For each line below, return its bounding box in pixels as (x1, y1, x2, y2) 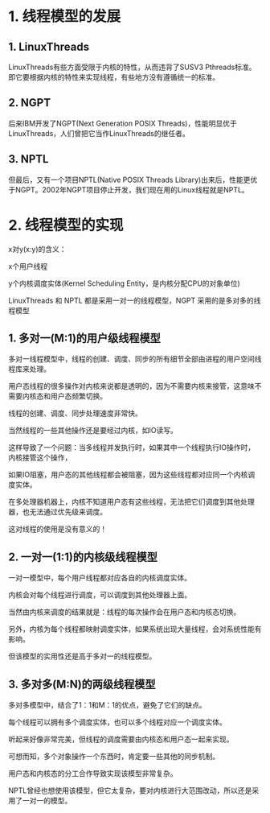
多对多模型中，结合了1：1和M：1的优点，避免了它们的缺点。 (8, 700, 207, 709)
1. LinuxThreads (8, 39, 90, 53)
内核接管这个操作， (8, 452, 72, 463)
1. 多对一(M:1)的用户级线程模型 (8, 331, 161, 345)
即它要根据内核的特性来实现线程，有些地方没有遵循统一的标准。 (8, 72, 219, 81)
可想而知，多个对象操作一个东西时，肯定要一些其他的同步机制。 (8, 752, 219, 761)
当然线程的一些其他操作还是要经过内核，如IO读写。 (8, 426, 178, 435)
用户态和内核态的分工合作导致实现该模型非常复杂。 (8, 769, 178, 778)
